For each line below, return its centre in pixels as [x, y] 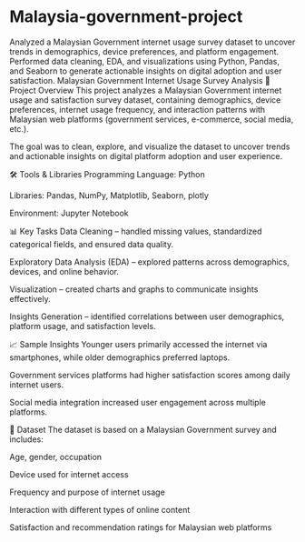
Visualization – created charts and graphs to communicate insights [134, 289]
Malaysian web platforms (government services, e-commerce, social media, [152, 119]
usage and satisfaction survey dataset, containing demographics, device [145, 100]
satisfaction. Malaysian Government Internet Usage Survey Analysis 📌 [140, 80]
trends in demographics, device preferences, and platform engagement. [144, 51]
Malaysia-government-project [126, 17]
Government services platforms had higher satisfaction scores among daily [150, 375]
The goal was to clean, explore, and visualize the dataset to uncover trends [150, 146]
